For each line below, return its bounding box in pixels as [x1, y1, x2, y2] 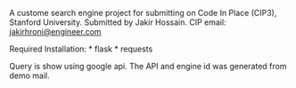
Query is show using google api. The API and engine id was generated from [9, 61, 287, 71]
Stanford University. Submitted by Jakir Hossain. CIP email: [9, 17, 226, 28]
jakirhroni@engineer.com [9, 27, 102, 36]
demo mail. [9, 70, 51, 81]
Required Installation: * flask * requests [9, 44, 153, 54]
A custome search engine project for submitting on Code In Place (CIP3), [9, 8, 277, 18]
